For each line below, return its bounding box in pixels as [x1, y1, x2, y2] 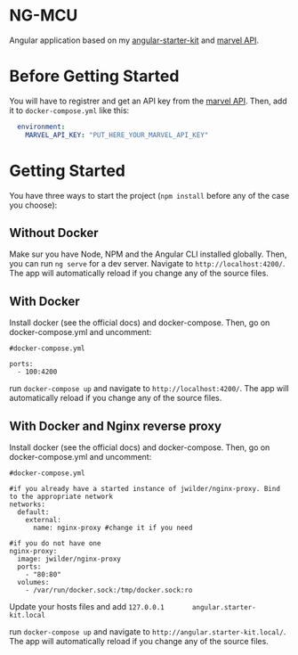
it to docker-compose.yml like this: [9, 104, 130, 116]
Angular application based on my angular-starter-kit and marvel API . [9, 35, 260, 45]
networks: [9, 500, 46, 509]
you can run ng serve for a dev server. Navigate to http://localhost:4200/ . [9, 258, 286, 269]
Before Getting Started [9, 66, 180, 86]
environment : [17, 122, 66, 131]
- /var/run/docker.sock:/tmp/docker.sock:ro [25, 585, 193, 594]
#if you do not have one [9, 539, 101, 548]
